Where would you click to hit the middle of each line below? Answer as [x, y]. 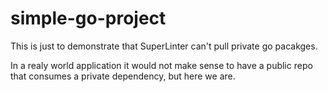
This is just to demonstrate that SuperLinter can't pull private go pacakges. [164, 46]
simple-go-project [88, 18]
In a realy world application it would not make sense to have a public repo [161, 65]
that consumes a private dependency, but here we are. [123, 76]
